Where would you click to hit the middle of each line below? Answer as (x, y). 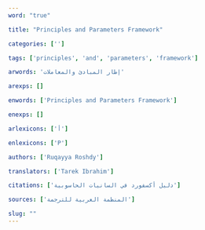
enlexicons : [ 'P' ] (38, 143)
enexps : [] (26, 115)
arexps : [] (26, 86)
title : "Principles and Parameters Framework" (86, 29)
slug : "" (22, 214)
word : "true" (29, 15)
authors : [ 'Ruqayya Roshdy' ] (56, 157)
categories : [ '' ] (37, 44)
